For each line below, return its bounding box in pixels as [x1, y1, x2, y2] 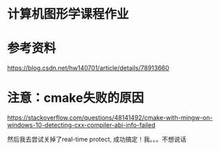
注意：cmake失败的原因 [7, 91, 144, 106]
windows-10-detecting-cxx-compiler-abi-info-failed [7, 121, 155, 129]
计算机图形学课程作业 [7, 6, 130, 22]
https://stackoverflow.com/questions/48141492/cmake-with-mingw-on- [7, 113, 213, 122]
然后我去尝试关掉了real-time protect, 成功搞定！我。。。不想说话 [7, 135, 187, 144]
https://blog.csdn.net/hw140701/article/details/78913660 [7, 64, 170, 73]
